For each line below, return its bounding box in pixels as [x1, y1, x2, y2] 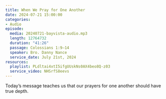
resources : [5, 59, 29, 64]
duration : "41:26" [10, 41, 49, 46]
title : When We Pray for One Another [5, 7, 86, 13]
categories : [5, 17, 31, 22]
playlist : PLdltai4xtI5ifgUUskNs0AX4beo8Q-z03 [10, 64, 110, 69]
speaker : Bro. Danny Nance [10, 50, 67, 55]
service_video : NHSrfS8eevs [10, 69, 70, 74]
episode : [5, 26, 24, 31]
